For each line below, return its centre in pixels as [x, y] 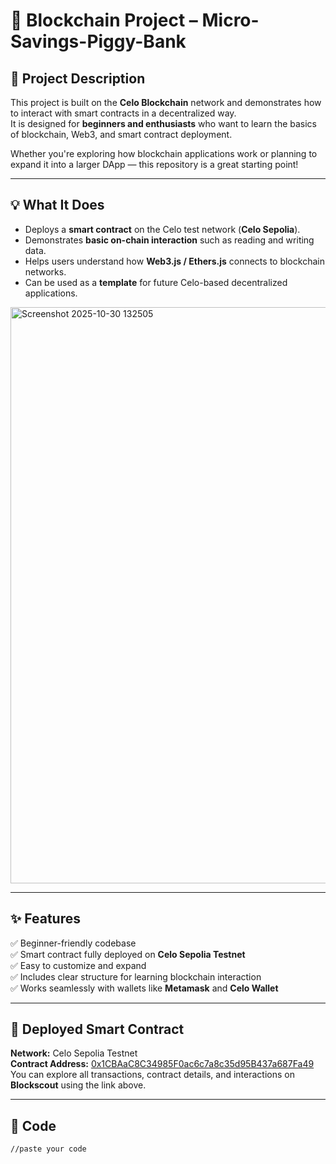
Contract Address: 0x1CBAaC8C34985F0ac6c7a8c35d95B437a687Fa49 [162, 1064]
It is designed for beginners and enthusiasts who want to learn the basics [164, 123]
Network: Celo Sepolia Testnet [74, 1053]
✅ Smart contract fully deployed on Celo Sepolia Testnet [128, 954]
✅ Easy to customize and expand [78, 965]
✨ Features [45, 919]
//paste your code [48, 1149]
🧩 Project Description [78, 78]
